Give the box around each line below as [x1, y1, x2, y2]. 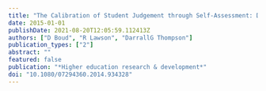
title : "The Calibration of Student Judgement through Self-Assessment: [8, 11, 253, 20]
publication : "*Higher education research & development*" [8, 63, 207, 71]
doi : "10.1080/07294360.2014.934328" [8, 70, 133, 78]
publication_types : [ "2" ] [8, 41, 93, 49]
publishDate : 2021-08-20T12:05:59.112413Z [8, 26, 150, 34]
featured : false [8, 56, 62, 64]
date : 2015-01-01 [8, 19, 66, 27]
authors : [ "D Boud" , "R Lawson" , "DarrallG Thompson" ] [8, 33, 193, 42]
